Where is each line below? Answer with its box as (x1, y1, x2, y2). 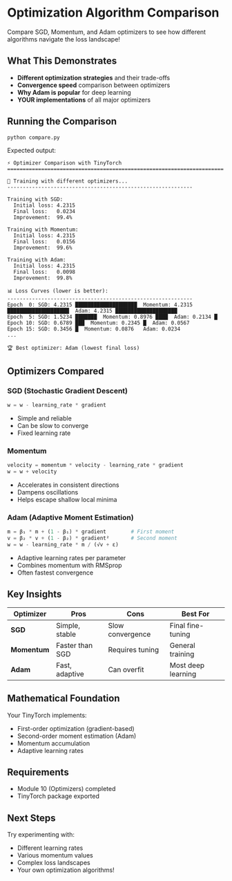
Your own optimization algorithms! (17, 866, 115, 874)
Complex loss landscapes (17, 859, 91, 867)
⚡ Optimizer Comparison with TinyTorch (7, 160, 122, 167)
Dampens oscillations (17, 488, 79, 497)
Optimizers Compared (7, 365, 105, 377)
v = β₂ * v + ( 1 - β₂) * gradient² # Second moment (7, 535, 177, 542)
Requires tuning (108, 644, 159, 654)
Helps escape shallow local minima (17, 496, 117, 504)
